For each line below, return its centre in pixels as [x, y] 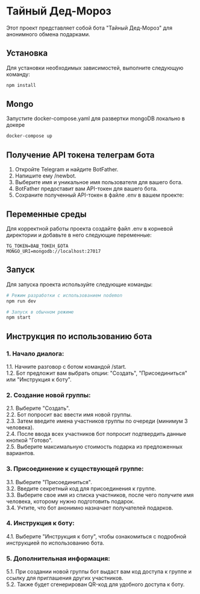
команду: [18, 74]
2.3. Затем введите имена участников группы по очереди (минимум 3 [97, 421]
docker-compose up [29, 136]
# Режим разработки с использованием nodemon [64, 295]
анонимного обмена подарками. [48, 34]
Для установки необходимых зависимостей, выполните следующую [95, 68]
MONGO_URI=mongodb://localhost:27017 [54, 251]
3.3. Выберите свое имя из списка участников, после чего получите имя [100, 495]
